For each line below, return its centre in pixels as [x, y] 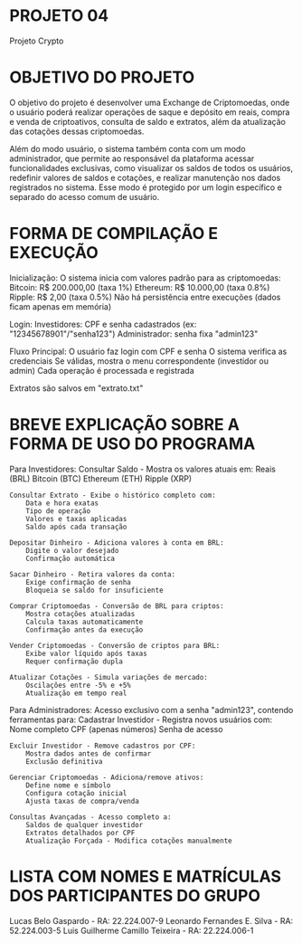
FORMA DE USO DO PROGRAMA [132, 443]
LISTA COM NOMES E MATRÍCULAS [146, 876]
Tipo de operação [58, 511]
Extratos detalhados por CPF [80, 833]
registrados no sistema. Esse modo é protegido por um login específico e [146, 187]
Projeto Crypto [37, 41]
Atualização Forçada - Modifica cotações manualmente [129, 841]
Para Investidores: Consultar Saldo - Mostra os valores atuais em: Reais [142, 469]
